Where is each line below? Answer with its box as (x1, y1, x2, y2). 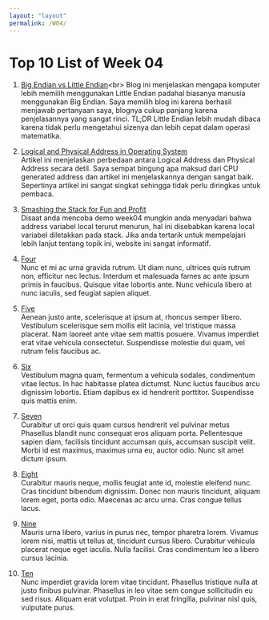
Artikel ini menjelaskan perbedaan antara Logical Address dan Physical (20, 155, 255, 165)
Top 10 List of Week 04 (9, 54, 164, 72)
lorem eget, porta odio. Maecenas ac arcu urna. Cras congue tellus (20, 495, 243, 505)
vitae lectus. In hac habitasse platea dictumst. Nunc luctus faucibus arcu (20, 379, 261, 389)
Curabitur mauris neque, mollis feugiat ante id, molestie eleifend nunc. (20, 478, 253, 488)
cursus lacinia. (20, 554, 69, 563)
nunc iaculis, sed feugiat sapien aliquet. (20, 288, 151, 298)
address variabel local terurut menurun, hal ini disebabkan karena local (20, 222, 255, 231)
